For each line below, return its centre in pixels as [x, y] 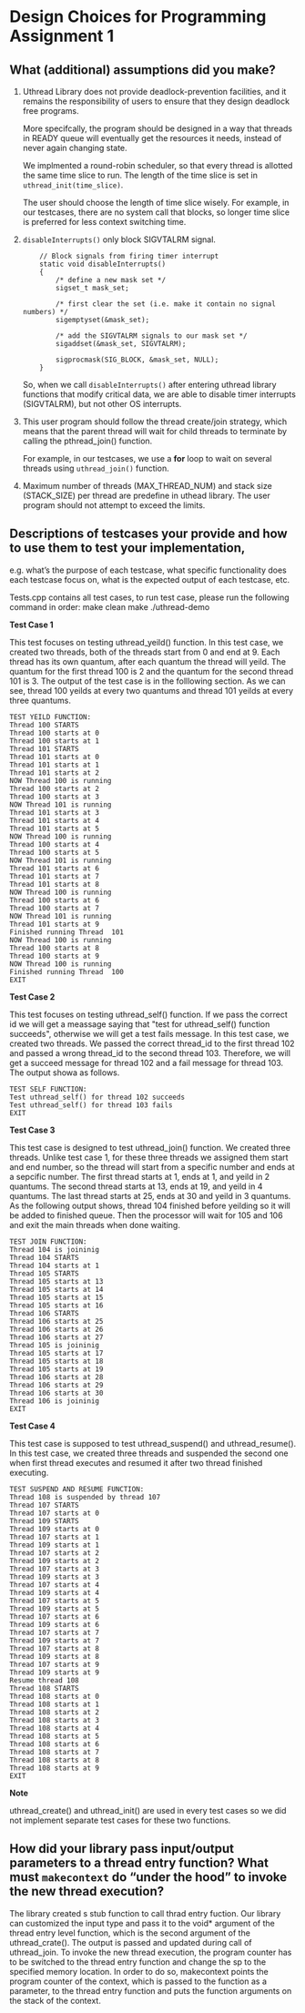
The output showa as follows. [65, 1073]
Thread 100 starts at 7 [55, 908]
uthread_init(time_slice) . [73, 185]
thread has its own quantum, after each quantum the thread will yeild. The [148, 661]
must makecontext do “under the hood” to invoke [148, 1877]
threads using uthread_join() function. [96, 468]
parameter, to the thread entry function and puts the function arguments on [151, 1990]
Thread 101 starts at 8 [55, 884]
